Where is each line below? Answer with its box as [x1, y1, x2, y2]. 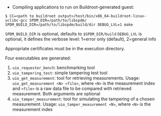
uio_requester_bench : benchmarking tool [12, 65, 95, 70]
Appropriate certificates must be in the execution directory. [5, 46, 125, 51]
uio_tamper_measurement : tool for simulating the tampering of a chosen [12, 96, 155, 102]
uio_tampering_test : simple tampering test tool [12, 70, 107, 76]
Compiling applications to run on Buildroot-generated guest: [12, 4, 134, 10]
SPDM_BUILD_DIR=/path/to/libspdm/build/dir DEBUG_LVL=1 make [5, 22, 133, 27]
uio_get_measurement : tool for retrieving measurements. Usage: [12, 75, 140, 81]
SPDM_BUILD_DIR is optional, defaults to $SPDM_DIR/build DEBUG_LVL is [5, 31, 142, 36]
